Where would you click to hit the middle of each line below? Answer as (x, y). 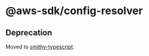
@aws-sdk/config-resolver (74, 11)
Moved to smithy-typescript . (40, 47)
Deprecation (29, 33)
